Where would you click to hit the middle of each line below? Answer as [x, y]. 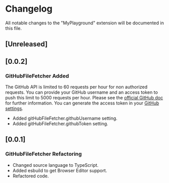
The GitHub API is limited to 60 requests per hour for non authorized [76, 87]
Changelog [29, 9]
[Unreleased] [27, 44]
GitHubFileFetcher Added [37, 76]
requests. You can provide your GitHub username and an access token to [82, 92]
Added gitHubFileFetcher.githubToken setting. [60, 124]
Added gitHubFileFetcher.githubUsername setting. [65, 118]
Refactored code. [31, 176]
